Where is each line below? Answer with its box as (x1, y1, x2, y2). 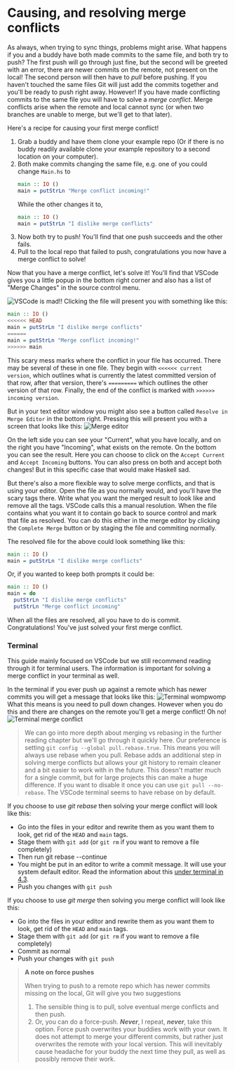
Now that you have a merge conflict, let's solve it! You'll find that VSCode (7, 269, 219, 277)
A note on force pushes (24, 968, 95, 977)
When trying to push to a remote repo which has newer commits (24, 982, 210, 990)
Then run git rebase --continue (17, 852, 107, 861)
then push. (34, 1010, 67, 1019)
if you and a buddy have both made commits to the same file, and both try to (7, 51, 229, 59)
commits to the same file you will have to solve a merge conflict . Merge (7, 95, 213, 103)
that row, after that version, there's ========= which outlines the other (7, 378, 208, 387)
